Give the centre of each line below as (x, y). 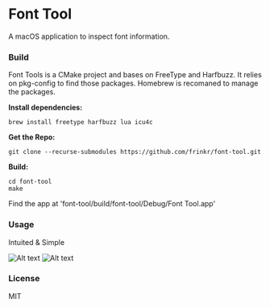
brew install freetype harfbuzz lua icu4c (81, 122)
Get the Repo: (32, 137)
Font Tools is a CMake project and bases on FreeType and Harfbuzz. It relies (135, 75)
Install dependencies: (46, 108)
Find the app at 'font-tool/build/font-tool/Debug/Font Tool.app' (112, 204)
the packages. (32, 92)
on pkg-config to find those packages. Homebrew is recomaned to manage (133, 83)
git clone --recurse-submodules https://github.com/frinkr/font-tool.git (135, 152)
